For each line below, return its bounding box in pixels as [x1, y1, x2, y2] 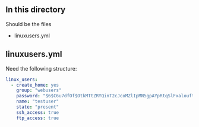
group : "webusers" [16, 87, 62, 94]
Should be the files [5, 20, 52, 27]
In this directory [5, 5, 66, 15]
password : [16, 93, 41, 99]
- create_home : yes [11, 82, 59, 88]
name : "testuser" [16, 99, 59, 104]
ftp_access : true [16, 115, 59, 121]
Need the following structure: [5, 65, 77, 72]
